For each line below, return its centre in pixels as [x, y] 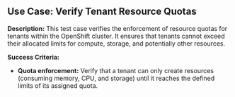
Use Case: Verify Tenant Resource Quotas [102, 12]
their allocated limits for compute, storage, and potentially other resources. [116, 43]
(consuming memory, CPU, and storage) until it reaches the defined [116, 78]
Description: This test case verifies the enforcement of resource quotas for [117, 28]
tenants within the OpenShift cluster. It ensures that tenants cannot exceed [116, 36]
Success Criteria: [34, 57]
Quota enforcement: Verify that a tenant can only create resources [116, 70]
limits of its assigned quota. [58, 85]
